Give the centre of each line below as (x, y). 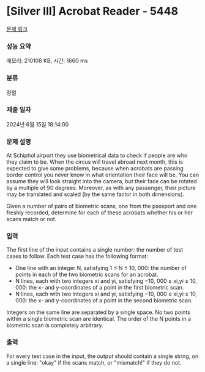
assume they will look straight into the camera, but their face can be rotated (102, 181)
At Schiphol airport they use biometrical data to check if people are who (97, 155)
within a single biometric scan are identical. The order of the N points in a (99, 319)
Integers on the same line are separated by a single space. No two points (99, 312)
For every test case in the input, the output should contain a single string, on (102, 356)
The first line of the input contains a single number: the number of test (95, 250)
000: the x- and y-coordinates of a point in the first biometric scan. (99, 288)
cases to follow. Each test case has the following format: (77, 256)
